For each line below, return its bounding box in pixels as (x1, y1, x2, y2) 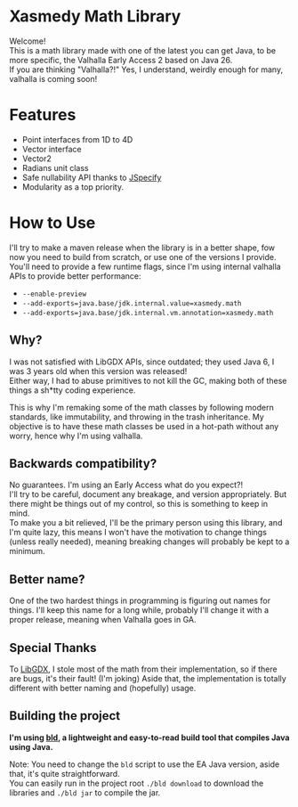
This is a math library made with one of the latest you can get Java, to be (9, 45, 277, 55)
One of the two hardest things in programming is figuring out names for (9, 595, 271, 607)
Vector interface (21, 143, 82, 154)
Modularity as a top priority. (21, 181, 125, 192)
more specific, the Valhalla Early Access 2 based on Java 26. (9, 54, 233, 65)
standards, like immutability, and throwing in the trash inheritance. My (9, 412, 264, 422)
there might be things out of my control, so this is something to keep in (9, 499, 269, 509)
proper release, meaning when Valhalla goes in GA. (9, 615, 197, 625)
